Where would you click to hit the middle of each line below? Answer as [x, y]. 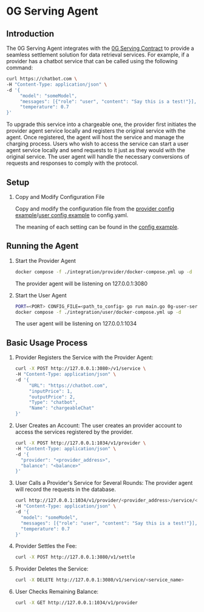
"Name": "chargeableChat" [62, 408]
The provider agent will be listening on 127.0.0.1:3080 [81, 283]
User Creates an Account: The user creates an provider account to [98, 426]
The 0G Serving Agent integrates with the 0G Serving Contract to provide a [100, 48]
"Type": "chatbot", [53, 403]
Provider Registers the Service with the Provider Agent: [84, 358]
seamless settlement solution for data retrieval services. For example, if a [98, 55]
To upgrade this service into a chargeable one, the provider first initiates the [101, 124]
